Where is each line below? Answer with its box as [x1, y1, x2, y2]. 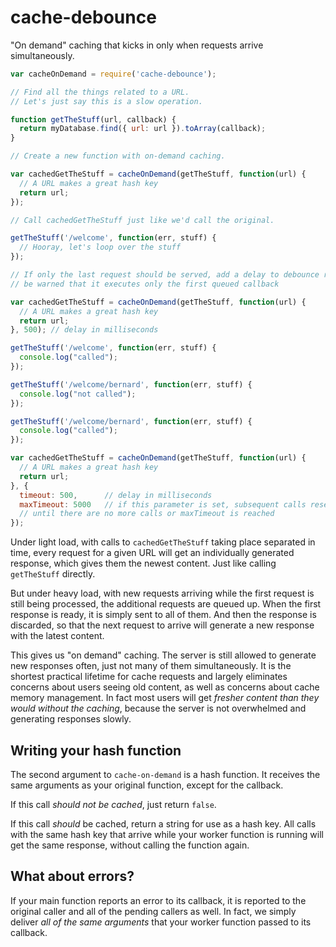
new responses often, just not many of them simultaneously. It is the [10, 660, 292, 672]
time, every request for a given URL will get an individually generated [10, 547, 295, 559]
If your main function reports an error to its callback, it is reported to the [10, 894, 307, 906]
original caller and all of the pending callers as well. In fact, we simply [10, 905, 297, 917]
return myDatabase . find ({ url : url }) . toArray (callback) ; [19, 124, 267, 134]
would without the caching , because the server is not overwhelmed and [10, 702, 307, 715]
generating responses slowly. [10, 713, 132, 725]
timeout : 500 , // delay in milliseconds [19, 490, 213, 500]
